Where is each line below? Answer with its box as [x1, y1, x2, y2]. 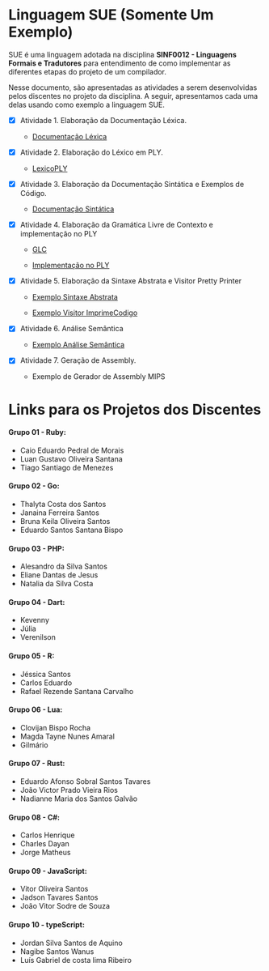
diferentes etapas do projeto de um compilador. [8, 66, 167, 76]
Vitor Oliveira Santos [19, 884, 89, 894]
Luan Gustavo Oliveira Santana [19, 454, 123, 463]
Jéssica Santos [19, 669, 71, 679]
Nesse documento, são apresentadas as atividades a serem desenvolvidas [8, 83, 258, 92]
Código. [19, 189, 47, 198]
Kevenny [19, 615, 50, 625]
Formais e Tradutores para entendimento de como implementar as [8, 58, 231, 68]
